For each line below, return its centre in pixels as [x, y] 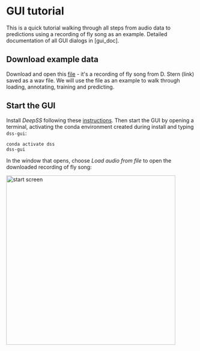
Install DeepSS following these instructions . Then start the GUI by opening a [100, 120]
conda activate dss [31, 144]
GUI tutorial [35, 11]
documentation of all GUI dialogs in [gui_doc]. [63, 40]
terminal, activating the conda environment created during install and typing [100, 126]
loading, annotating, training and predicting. [60, 87]
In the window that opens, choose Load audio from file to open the [89, 160]
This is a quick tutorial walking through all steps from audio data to [89, 28]
